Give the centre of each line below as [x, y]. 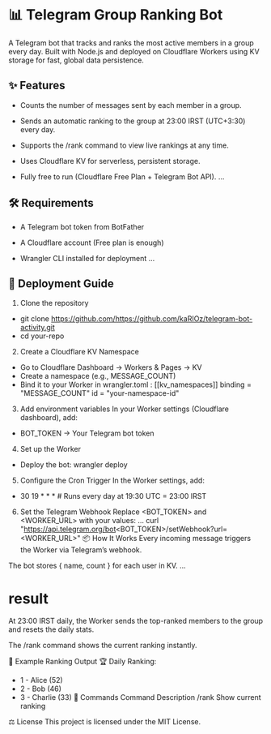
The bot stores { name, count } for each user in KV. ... [97, 566]
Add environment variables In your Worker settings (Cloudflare [124, 409]
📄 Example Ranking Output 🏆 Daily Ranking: [83, 662]
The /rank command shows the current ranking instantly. [103, 646]
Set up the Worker [50, 449]
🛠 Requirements [51, 203]
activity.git [37, 328]
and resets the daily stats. [51, 629]
